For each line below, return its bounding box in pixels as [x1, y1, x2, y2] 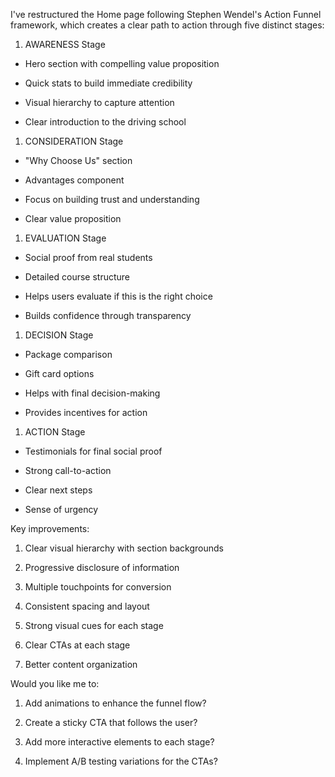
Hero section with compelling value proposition [24, 58, 220, 69]
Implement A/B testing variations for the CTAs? [24, 755, 218, 767]
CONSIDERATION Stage [24, 135, 124, 147]
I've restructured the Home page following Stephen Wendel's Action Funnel [10, 9, 322, 20]
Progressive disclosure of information [24, 562, 180, 573]
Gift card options [24, 368, 95, 379]
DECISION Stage [24, 329, 94, 341]
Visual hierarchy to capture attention [24, 97, 175, 108]
